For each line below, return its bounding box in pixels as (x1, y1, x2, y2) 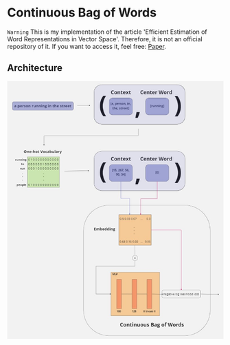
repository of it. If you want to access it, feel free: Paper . (7, 42, 167, 50)
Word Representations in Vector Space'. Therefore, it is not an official (7, 34, 203, 43)
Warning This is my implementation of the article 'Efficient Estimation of (7, 28, 207, 36)
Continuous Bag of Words (7, 5, 157, 21)
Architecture (7, 62, 63, 74)
